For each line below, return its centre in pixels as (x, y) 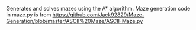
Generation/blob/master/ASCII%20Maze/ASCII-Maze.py (75, 21)
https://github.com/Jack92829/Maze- (99, 15)
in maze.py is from (29, 15)
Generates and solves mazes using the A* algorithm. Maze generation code (98, 9)
